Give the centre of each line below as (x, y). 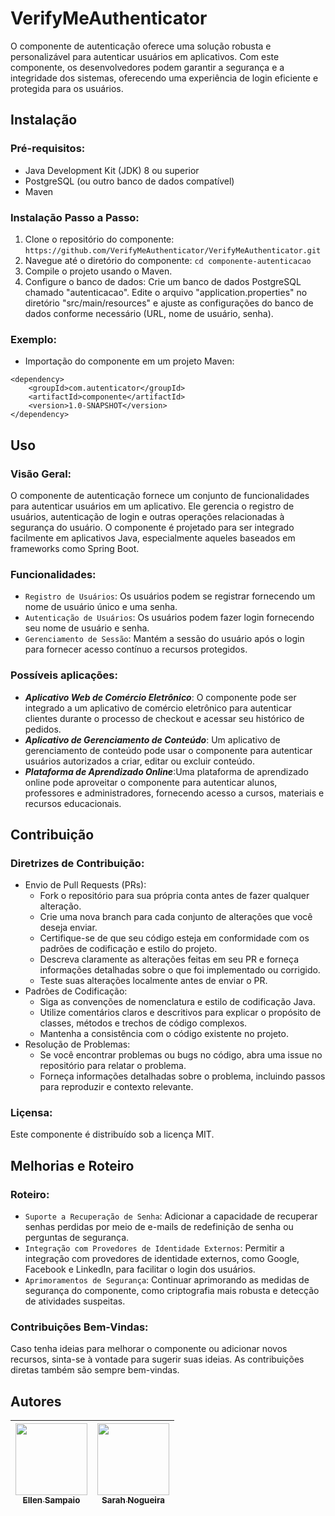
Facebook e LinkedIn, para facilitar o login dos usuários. (140, 1269)
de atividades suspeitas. (75, 1301)
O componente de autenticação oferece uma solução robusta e (141, 46)
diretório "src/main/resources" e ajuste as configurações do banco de (169, 303)
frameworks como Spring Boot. (75, 548)
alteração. (60, 906)
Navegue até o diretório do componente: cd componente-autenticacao (168, 260)
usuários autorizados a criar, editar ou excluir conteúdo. (140, 761)
